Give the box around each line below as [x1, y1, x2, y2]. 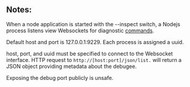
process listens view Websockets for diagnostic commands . [6, 27, 155, 34]
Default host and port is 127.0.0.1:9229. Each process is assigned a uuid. [6, 38, 184, 45]
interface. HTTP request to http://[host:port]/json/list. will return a [6, 56, 182, 63]
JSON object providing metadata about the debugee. [6, 63, 137, 70]
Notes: [6, 5, 32, 15]
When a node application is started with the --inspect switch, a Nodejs [6, 20, 181, 27]
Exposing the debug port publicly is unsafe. [6, 74, 114, 81]
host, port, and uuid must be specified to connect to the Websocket [6, 50, 173, 57]
